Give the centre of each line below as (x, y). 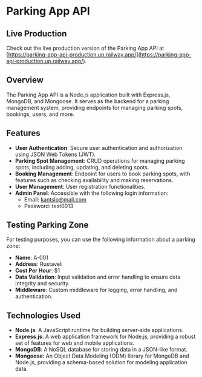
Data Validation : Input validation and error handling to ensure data (98, 277)
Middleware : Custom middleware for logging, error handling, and (96, 290)
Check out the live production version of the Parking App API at (85, 48)
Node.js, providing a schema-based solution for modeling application (101, 362)
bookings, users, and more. (40, 114)
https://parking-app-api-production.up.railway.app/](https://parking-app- (100, 55)
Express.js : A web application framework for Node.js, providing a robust (105, 337)
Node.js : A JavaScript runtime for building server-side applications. (99, 330)
